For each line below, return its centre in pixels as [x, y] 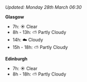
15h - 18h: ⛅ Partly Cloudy [40, 47]
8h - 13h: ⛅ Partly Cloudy [39, 32]
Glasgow [15, 17]
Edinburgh [16, 59]
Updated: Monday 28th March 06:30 [43, 7]
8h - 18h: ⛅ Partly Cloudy [39, 74]
